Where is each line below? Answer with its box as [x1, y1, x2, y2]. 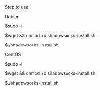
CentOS [5, 51, 21, 57]
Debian [5, 14, 20, 19]
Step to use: [5, 4, 30, 10]
